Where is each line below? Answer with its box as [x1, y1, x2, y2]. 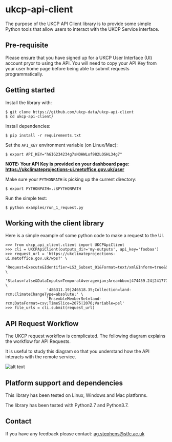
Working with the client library [5, 219, 104, 227]
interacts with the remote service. [5, 354, 76, 360]
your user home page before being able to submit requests [5, 65, 130, 71]
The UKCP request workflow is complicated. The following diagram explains [5, 333, 166, 339]
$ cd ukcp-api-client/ [5, 114, 54, 119]
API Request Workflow [5, 319, 79, 328]
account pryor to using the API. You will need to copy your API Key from [5, 60, 157, 66]
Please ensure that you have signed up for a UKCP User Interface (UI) [5, 54, 153, 61]
